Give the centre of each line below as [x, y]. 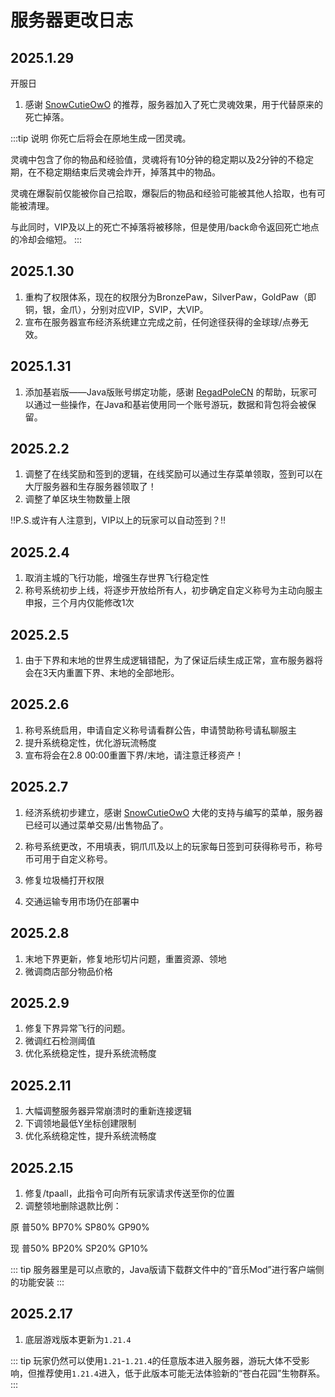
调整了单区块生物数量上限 [77, 499]
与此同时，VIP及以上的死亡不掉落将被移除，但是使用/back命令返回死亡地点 [165, 227]
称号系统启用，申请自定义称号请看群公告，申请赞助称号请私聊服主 [160, 730]
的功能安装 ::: [37, 1282]
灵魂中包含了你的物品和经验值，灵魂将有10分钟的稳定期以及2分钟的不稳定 [162, 159]
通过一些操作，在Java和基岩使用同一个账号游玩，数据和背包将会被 [170, 404]
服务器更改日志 [72, 20]
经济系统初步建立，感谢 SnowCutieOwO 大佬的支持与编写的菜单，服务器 [174, 812]
